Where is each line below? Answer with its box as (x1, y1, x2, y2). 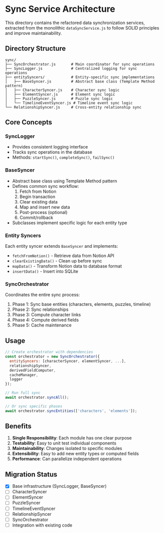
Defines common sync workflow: (12, 183, 80, 189)
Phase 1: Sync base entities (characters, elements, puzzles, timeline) (12, 301, 151, 307)
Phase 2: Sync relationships (12, 306, 69, 313)
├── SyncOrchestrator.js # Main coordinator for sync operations (5, 61, 155, 67)
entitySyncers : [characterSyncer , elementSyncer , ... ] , (9, 358, 126, 363)
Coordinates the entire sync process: (5, 292, 80, 298)
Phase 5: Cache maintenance (12, 322, 72, 328)
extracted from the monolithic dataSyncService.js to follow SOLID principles (5, 25, 160, 30)
